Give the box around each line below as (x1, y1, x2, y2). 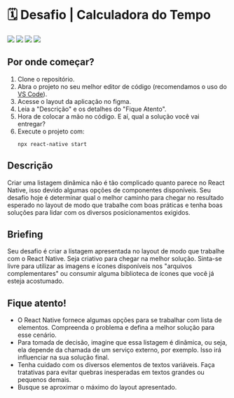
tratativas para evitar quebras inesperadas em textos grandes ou (17, 368, 205, 377)
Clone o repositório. (17, 74, 75, 83)
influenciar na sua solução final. (17, 353, 110, 361)
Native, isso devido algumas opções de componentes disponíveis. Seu (7, 185, 212, 194)
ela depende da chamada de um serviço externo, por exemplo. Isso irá (17, 346, 222, 354)
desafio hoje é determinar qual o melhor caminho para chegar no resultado (7, 193, 224, 201)
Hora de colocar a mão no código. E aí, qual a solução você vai (17, 112, 200, 121)
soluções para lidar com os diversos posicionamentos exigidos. (7, 208, 191, 216)
